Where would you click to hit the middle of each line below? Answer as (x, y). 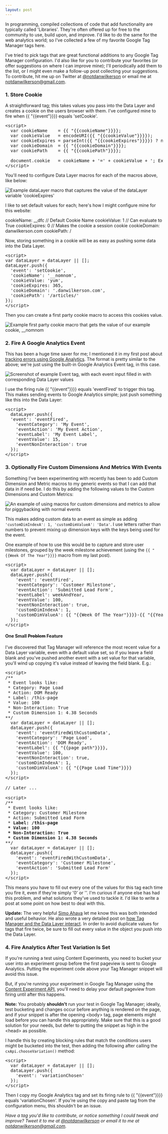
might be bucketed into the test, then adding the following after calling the (81, 1046)
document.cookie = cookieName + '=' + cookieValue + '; (83, 160)
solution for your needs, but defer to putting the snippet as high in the (77, 1025)
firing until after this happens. (35, 994)
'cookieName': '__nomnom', (43, 275)
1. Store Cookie (24, 95)
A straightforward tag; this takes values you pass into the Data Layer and (80, 105)
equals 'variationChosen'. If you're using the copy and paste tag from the (80, 1100)
